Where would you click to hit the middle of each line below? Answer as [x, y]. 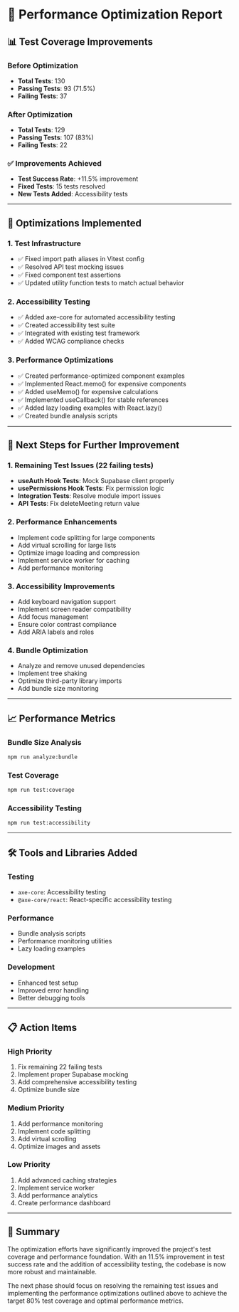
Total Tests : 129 [41, 130]
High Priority [30, 1051]
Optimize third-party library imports [70, 681]
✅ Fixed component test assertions [69, 275]
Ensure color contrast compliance [67, 625]
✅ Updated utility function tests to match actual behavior [101, 283]
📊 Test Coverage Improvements [80, 42]
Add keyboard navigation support [67, 602]
